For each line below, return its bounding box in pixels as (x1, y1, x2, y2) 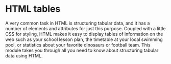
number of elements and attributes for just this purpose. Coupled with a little (5, 25, 166, 31)
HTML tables (5, 3, 61, 15)
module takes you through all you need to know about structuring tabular (5, 47, 159, 53)
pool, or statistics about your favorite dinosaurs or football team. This (5, 41, 151, 48)
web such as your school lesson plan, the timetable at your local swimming (5, 36, 163, 42)
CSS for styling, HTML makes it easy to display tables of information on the (5, 31, 163, 37)
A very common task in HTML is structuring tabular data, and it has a (5, 20, 150, 26)
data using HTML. (5, 52, 43, 59)
